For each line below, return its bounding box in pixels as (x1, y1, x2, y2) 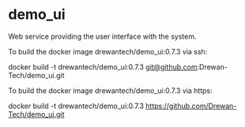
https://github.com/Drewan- (145, 101, 237, 110)
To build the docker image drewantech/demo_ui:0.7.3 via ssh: (8, 47, 208, 56)
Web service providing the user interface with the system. (8, 32, 197, 41)
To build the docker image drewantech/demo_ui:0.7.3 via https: (8, 85, 213, 95)
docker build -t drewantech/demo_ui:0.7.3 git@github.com (8, 62, 198, 72)
